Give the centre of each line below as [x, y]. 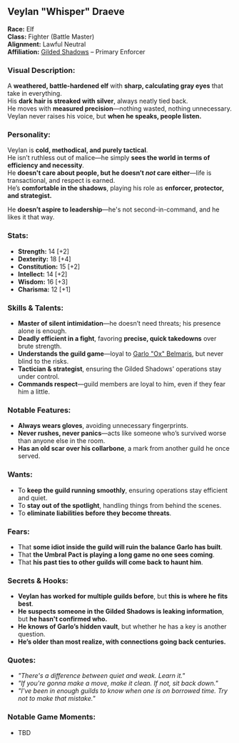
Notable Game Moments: [52, 717]
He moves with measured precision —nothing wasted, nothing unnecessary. [119, 109]
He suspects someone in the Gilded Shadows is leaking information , [121, 612]
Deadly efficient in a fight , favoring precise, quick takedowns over [117, 338]
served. [29, 456]
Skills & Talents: [36, 308]
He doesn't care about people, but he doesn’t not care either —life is [110, 173]
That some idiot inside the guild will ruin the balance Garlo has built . [120, 547]
